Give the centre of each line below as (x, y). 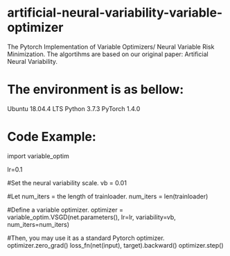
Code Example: (52, 137)
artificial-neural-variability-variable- (115, 13)
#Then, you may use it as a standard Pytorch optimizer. (86, 238)
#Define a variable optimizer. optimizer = (65, 210)
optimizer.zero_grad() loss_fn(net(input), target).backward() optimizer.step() (115, 245)
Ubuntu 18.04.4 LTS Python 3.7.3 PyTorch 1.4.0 (74, 108)
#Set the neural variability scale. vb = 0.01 (67, 182)
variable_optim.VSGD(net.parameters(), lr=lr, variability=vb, (92, 217)
